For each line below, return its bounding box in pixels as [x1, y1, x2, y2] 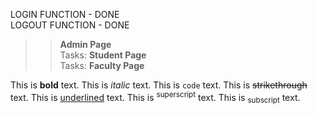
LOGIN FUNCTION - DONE [10, 9, 120, 20]
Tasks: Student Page [59, 49, 147, 61]
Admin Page [59, 39, 112, 50]
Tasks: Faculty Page [59, 60, 145, 71]
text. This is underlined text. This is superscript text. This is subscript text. [10, 90, 301, 106]
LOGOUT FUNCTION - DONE [10, 19, 130, 31]
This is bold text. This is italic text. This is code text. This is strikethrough [10, 79, 308, 91]
